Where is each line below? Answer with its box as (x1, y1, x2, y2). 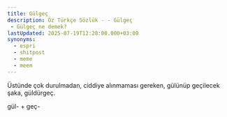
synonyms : (7, 36, 36, 43)
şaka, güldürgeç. (7, 88, 56, 97)
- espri (13, 42, 36, 49)
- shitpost (13, 49, 45, 56)
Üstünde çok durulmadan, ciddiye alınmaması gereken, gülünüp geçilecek (7, 81, 220, 89)
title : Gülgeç (7, 10, 49, 17)
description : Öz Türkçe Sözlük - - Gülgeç (7, 17, 133, 24)
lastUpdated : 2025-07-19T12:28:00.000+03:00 (7, 29, 139, 37)
